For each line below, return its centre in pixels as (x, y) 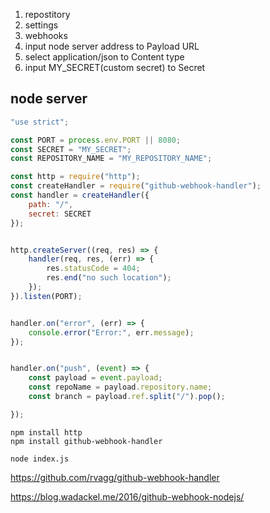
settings (41, 25)
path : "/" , (51, 204)
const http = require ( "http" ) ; (75, 177)
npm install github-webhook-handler (86, 441)
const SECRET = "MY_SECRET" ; (71, 149)
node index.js (40, 459)
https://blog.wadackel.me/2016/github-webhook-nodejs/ (127, 496)
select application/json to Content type (104, 57)
